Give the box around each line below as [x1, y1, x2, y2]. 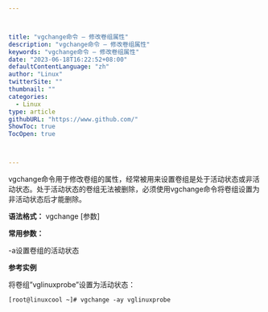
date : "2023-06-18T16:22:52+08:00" [8, 55, 128, 64]
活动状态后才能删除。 [14, 195, 86, 203]
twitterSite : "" [8, 78, 63, 86]
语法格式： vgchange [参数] [8, 211, 101, 221]
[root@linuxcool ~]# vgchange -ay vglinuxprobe [8, 296, 171, 304]
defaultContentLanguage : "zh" [8, 63, 110, 71]
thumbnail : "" [8, 85, 56, 93]
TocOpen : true [8, 130, 56, 138]
